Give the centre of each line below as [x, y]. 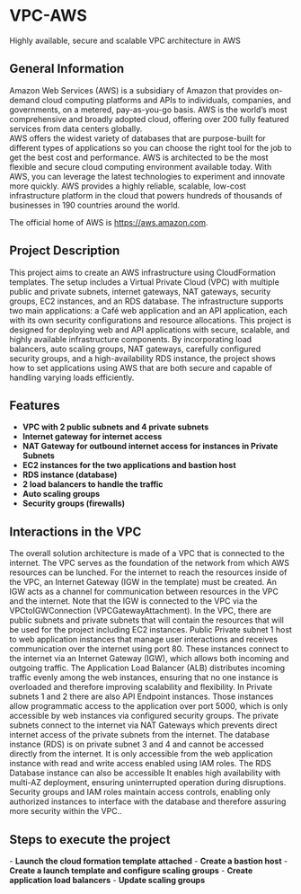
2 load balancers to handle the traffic [93, 484]
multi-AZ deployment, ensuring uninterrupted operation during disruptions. [148, 783]
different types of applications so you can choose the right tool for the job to [150, 147]
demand [25, 100]
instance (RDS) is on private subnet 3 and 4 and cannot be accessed [137, 744]
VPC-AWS [49, 16]
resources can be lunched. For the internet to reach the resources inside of [148, 572]
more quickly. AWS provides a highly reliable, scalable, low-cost [128, 186]
